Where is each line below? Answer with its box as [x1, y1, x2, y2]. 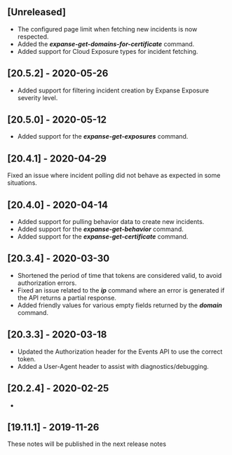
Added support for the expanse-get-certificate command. [17, 232, 189, 241]
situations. [7, 178, 37, 187]
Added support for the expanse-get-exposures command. [17, 132, 189, 141]
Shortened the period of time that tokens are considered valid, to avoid [17, 271, 222, 279]
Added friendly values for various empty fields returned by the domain [17, 301, 222, 309]
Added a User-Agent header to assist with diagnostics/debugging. [17, 362, 209, 370]
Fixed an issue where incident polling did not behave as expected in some [7, 171, 221, 180]
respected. [17, 32, 49, 41]
